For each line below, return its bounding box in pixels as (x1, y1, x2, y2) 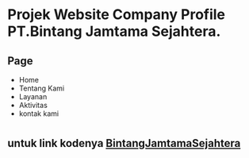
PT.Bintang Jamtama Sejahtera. (7, 22, 221, 40)
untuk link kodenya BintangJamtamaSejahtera (7, 137, 241, 150)
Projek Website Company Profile (7, 6, 226, 24)
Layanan (18, 92, 48, 101)
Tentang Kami (18, 83, 65, 93)
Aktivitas (18, 101, 48, 110)
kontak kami (18, 109, 59, 118)
